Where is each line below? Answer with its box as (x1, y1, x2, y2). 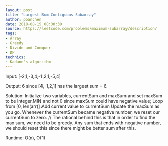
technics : (5, 54, 26, 60)
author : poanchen (5, 17, 42, 22)
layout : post (5, 7, 33, 13)
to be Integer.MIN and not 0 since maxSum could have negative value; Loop (5, 98, 163, 104)
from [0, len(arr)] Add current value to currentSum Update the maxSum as (5, 103, 160, 109)
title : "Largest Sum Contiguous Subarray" (5, 12, 96, 17)
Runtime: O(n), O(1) (5, 135, 46, 141)
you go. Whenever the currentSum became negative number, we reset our (5, 109, 160, 115)
